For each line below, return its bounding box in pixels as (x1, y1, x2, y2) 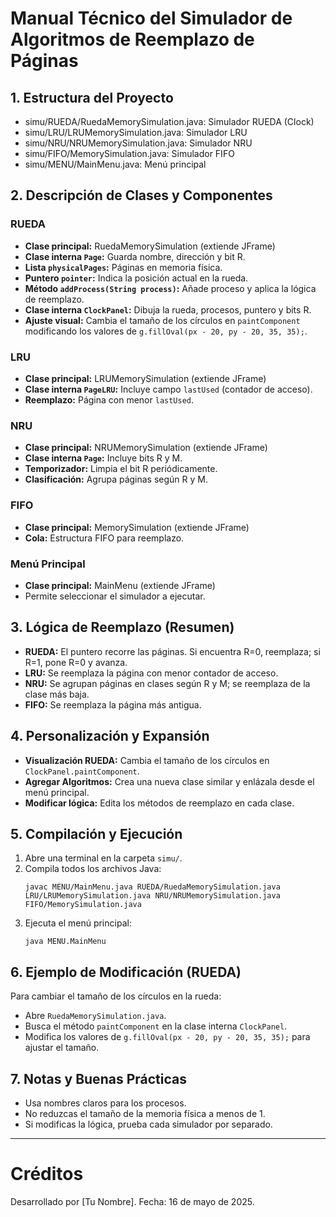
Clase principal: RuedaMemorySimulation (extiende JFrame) (24, 240, 276, 252)
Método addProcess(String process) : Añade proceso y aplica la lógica (24, 282, 317, 294)
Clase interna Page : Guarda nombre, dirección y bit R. (24, 250, 246, 262)
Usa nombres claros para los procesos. (24, 1097, 187, 1109)
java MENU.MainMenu (24, 937, 107, 947)
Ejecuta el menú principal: (24, 917, 132, 929)
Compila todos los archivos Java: (24, 863, 162, 875)
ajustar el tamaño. (24, 1042, 100, 1054)
